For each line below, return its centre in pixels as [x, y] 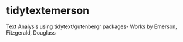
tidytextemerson [48, 11]
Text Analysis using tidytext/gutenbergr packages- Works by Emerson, [92, 26]
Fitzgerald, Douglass [31, 32]
